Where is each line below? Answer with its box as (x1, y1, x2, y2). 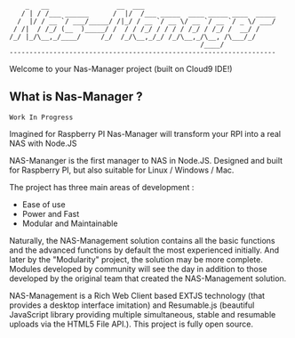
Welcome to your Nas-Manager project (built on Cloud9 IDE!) (9, 64, 233, 74)
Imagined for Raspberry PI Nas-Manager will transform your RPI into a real (9, 128, 282, 139)
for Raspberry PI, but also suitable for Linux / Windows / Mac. (9, 165, 235, 175)
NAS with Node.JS (9, 138, 77, 149)
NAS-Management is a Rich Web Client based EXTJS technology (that (9, 290, 265, 301)
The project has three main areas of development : (9, 181, 195, 192)
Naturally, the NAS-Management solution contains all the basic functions (9, 235, 275, 245)
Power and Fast (21, 208, 80, 219)
